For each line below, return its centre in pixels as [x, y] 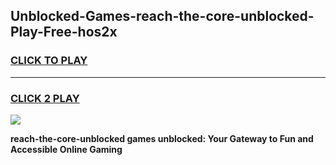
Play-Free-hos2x [64, 32]
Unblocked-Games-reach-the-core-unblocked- [162, 16]
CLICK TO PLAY [49, 61]
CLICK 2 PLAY [45, 98]
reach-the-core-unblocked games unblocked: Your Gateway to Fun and [162, 138]
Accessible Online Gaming [66, 149]
